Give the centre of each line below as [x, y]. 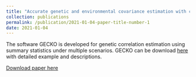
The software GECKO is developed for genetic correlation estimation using [96, 44]
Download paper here [32, 68]
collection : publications [37, 17]
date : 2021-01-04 [27, 28]
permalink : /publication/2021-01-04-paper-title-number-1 [78, 22]
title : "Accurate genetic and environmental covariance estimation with [96, 11]
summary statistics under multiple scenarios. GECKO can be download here [97, 51]
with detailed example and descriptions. [54, 57]
